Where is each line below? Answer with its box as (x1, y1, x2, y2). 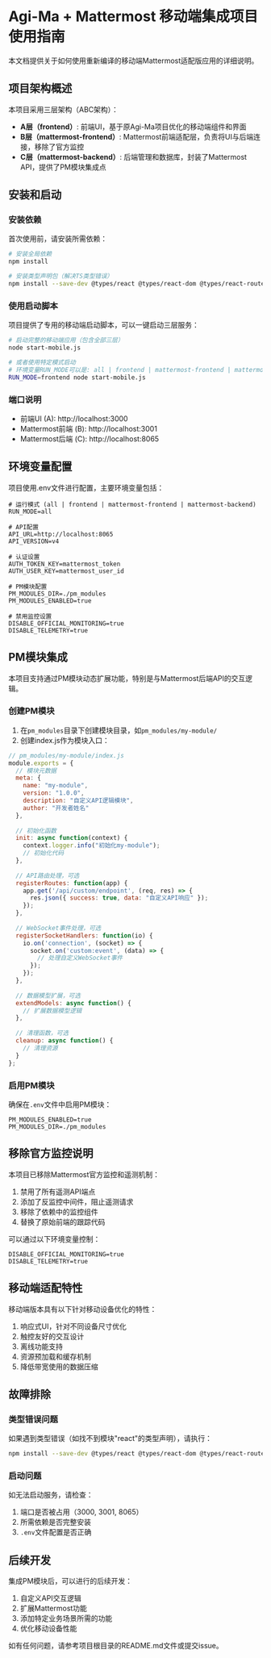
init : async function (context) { (15, 834, 128, 842)
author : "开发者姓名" (23, 804, 90, 812)
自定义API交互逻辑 (19, 1593, 82, 1603)
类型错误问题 (8, 1414, 59, 1425)
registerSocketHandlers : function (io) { (15, 931, 153, 940)
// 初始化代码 (23, 849, 65, 858)
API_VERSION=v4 (8, 537, 60, 545)
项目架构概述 (8, 81, 73, 95)
